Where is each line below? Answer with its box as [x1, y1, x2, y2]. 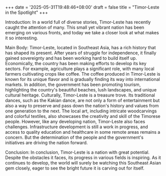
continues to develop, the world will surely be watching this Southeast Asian [5, 160, 162, 166]
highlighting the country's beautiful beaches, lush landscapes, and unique [5, 87, 157, 92]
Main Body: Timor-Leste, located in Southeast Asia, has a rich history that [5, 45, 156, 50]
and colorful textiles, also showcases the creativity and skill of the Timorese [5, 113, 161, 119]
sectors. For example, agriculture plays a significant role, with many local [5, 66, 155, 72]
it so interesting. [5, 35, 38, 41]
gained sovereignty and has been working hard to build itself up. [5, 55, 137, 61]
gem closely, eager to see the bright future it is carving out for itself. [5, 165, 145, 171]
